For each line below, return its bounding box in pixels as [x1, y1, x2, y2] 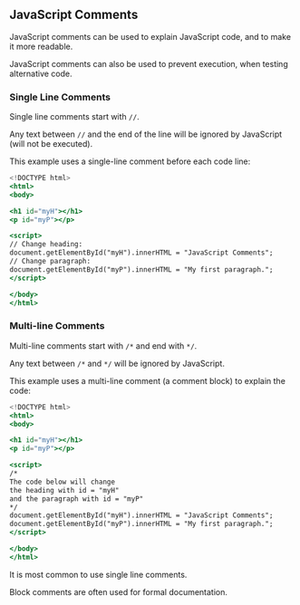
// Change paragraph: [9, 257, 92, 266]
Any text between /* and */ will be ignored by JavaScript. [9, 358, 225, 369]
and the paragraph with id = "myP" [9, 494, 144, 504]
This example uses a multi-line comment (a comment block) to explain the [9, 375, 285, 386]
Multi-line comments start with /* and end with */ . [9, 340, 198, 351]
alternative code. [9, 68, 73, 79]
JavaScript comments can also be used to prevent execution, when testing [9, 58, 288, 69]
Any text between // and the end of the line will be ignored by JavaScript [9, 129, 283, 139]
